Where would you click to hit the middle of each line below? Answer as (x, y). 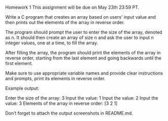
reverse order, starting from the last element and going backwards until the (83, 58)
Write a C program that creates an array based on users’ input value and (80, 17)
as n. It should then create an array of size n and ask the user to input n (79, 38)
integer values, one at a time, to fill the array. (52, 43)
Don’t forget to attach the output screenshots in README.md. (69, 113)
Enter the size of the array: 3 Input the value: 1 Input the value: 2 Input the (82, 98)
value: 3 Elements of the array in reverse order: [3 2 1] (61, 103)
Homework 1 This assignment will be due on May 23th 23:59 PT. (72, 7)
